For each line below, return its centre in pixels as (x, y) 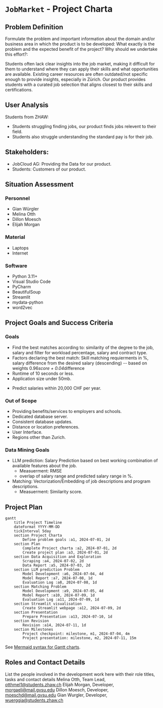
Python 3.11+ (25, 276)
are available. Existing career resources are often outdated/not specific (76, 74)
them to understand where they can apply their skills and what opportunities (82, 69)
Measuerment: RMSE (41, 471)
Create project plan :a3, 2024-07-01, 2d (65, 553)
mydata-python (28, 302)
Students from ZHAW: (27, 117)
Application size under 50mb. (42, 378)
